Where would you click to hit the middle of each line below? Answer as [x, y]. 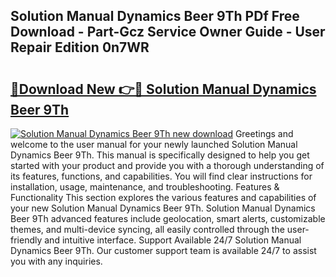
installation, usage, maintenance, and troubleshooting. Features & [145, 187]
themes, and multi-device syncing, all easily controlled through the [147, 229]
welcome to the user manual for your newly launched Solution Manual [154, 144]
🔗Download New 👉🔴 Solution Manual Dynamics [163, 89]
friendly [26, 240]
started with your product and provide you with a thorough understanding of [167, 165]
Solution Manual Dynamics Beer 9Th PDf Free [155, 16]
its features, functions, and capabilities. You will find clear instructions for [161, 176]
